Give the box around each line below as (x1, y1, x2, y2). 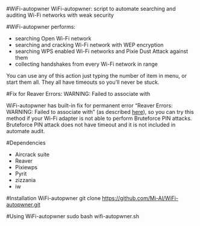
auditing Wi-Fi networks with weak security (6, 11, 114, 19)
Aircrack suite (14, 151, 50, 158)
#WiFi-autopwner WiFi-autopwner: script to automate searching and (6, 5, 176, 12)
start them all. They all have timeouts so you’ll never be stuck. (6, 78, 160, 86)
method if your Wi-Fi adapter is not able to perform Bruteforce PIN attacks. (6, 115, 192, 122)
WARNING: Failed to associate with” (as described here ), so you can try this (6, 108, 194, 115)
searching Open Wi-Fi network (14, 35, 92, 42)
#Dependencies (6, 139, 46, 146)
